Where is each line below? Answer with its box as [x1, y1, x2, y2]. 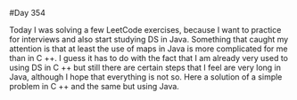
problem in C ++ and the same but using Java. [9, 81, 180, 91]
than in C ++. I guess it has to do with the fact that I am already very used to [9, 53, 288, 63]
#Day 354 [9, 8, 46, 18]
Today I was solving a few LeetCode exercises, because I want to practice [9, 25, 282, 35]
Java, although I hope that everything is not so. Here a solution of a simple [9, 72, 283, 82]
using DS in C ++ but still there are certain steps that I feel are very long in [9, 62, 282, 73]
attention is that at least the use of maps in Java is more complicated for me [9, 43, 288, 54]
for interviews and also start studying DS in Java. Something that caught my [9, 35, 289, 44]
